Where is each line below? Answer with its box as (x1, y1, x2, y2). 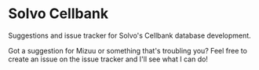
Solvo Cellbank (8, 5, 108, 23)
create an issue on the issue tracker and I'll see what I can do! (8, 54, 208, 64)
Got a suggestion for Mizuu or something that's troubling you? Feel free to (8, 46, 247, 55)
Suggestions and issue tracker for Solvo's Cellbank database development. (8, 31, 251, 40)
